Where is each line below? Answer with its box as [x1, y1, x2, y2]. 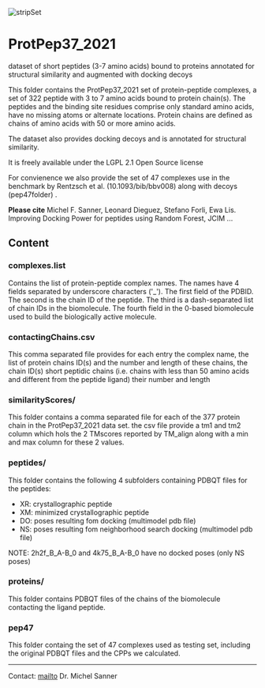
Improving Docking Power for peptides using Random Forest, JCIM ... [8, 214, 233, 223]
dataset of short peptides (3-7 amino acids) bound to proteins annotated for [8, 61, 255, 70]
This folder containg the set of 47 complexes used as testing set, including [8, 641, 251, 650]
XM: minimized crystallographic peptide [19, 507, 150, 517]
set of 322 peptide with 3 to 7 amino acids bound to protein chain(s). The [8, 93, 246, 103]
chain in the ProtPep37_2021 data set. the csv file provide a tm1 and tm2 [8, 421, 241, 430]
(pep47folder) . [8, 190, 58, 199]
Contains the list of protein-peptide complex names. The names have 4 [8, 278, 240, 288]
